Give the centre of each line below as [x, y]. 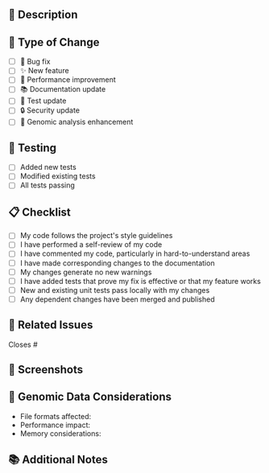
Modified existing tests [58, 176]
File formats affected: [56, 416]
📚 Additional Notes [58, 460]
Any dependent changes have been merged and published [117, 299]
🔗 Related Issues [51, 325]
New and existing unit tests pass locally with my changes [115, 290]
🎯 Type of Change [54, 42]
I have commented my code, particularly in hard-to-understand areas [135, 253]
